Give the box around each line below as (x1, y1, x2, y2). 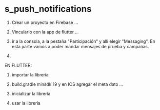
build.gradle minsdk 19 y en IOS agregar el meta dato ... (11, 81, 123, 87)
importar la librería (11, 72, 49, 77)
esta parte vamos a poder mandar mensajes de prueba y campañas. (11, 43, 149, 49)
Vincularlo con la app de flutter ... (11, 29, 79, 35)
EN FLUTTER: (4, 62, 32, 68)
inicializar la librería (11, 91, 51, 96)
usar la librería (11, 100, 40, 106)
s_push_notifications (4, 3, 92, 15)
